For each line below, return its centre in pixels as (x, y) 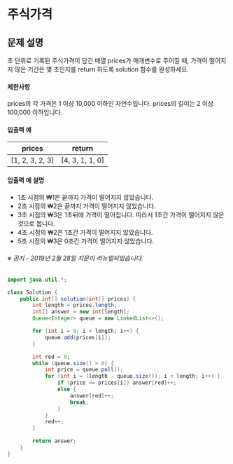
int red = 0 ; (51, 357)
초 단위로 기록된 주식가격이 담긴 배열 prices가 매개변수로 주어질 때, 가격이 (107, 61)
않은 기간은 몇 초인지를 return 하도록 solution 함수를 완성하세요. (101, 69)
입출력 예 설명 (26, 180)
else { (67, 390)
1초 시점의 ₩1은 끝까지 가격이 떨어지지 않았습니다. (85, 197)
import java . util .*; (37, 280)
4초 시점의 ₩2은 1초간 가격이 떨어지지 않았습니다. (85, 232)
